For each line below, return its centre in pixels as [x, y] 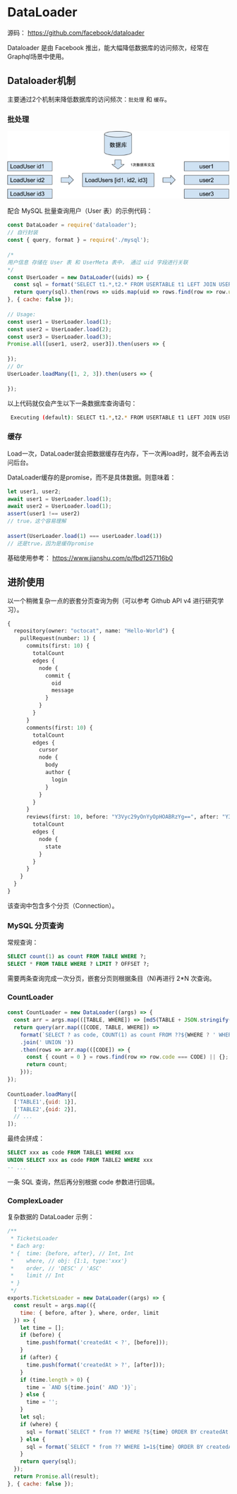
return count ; [47, 1065]
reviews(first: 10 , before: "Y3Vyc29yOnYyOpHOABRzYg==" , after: [122, 817]
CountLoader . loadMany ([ [42, 1094]
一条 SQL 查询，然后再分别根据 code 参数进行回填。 [83, 1182]
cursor [48, 750]
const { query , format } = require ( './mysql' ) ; [79, 240]
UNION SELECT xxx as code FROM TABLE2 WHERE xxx [80, 1161]
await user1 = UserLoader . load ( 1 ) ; [60, 499]
